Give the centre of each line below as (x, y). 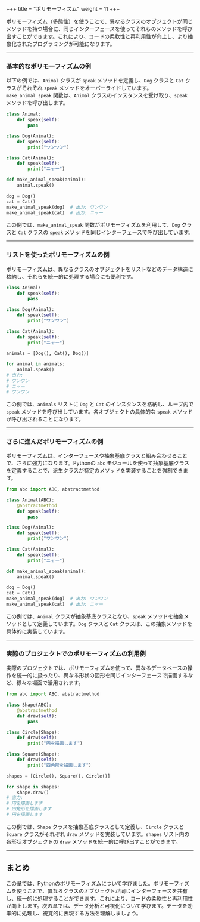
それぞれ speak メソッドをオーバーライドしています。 (87, 88)
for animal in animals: (36, 364)
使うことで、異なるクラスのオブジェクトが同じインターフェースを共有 (102, 890)
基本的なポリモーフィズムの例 (49, 66)
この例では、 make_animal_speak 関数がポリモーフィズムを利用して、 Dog (93, 225)
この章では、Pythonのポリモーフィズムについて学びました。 (80, 883)
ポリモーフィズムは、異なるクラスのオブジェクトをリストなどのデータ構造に (100, 269)
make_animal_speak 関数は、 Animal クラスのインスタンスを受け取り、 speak (97, 95)
